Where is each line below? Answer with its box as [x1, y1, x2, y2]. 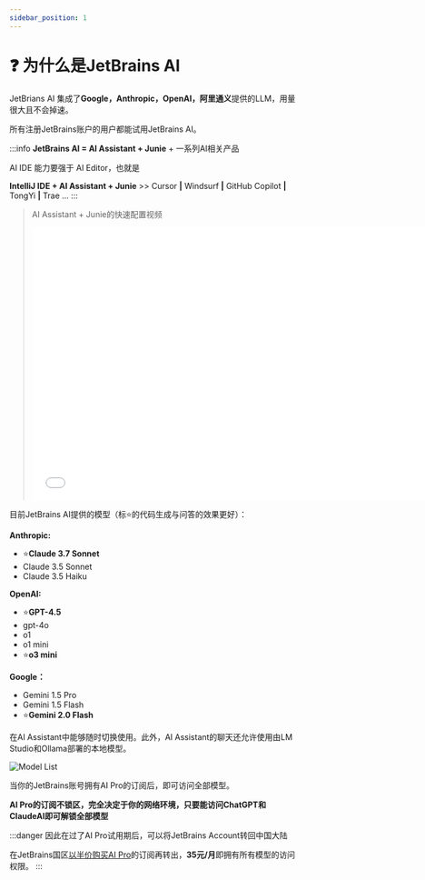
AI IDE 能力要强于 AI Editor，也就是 [9, 162, 141, 173]
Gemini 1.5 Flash [22, 699, 84, 710]
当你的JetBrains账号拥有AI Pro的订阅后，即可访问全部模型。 [9, 779, 234, 791]
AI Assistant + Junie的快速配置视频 [31, 208, 163, 219]
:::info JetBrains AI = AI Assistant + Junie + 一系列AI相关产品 [9, 143, 240, 154]
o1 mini [22, 638, 49, 650]
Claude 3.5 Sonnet [22, 561, 93, 572]
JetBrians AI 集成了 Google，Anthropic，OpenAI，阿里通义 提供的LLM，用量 [9, 93, 296, 104]
